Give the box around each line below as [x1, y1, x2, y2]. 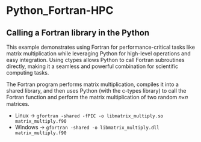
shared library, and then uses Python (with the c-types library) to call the [6, 87, 187, 94]
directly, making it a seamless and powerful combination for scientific [6, 63, 179, 70]
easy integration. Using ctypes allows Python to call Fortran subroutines [6, 57, 185, 63]
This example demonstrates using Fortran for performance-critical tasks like [6, 43, 196, 51]
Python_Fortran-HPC [6, 4, 114, 17]
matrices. [6, 100, 30, 107]
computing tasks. [6, 69, 49, 76]
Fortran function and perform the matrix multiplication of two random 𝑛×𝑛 [6, 94, 188, 100]
